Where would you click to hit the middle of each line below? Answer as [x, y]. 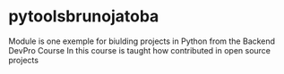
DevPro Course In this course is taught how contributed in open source [139, 50]
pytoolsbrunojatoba [84, 16]
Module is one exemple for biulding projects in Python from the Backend [142, 41]
